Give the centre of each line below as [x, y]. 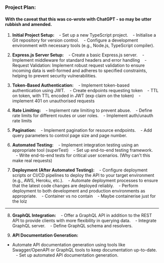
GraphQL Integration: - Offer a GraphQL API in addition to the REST [82, 215]
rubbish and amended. [29, 24]
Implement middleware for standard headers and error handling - [79, 60]
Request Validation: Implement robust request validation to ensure [78, 66]
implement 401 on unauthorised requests [53, 101]
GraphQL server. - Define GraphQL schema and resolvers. [72, 226]
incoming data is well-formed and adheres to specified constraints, [80, 71]
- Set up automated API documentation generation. [67, 255]
